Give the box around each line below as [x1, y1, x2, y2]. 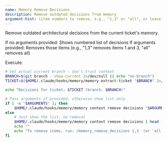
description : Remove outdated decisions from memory [5, 12, 117, 17]
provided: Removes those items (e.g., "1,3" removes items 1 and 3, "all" [5, 45, 151, 51]
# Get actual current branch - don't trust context [5, 69, 114, 74]
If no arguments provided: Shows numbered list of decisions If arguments [5, 40, 156, 46]
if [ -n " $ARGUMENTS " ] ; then [5, 101, 68, 106]
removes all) [5, 50, 31, 56]
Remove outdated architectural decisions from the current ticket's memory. [5, 30, 159, 36]
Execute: [5, 60, 23, 66]
